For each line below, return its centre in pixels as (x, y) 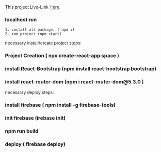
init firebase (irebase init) (35, 118)
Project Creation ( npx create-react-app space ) (62, 56)
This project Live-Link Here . (33, 7)
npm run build (22, 131)
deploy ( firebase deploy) (35, 144)
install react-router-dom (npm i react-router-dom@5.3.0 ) (74, 82)
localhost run (21, 19)
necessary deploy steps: (30, 93)
